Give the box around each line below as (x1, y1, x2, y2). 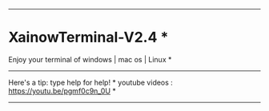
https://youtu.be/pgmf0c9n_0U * (8, 85, 116, 96)
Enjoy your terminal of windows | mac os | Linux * (8, 54, 172, 64)
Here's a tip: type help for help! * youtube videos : (8, 77, 174, 87)
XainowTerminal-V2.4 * (8, 29, 169, 46)
